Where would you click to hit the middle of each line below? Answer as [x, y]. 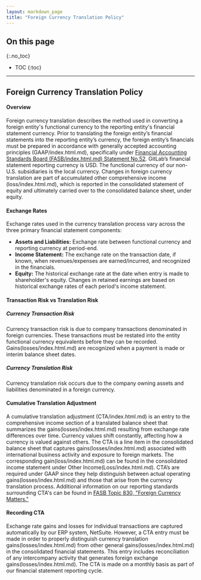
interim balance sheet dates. [41, 354]
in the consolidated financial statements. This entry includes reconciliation [98, 552]
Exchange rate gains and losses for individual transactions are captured [95, 526]
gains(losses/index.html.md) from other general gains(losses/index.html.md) [100, 545]
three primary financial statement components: [64, 230]
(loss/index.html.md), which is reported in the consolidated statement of [95, 184]
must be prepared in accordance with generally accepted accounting [91, 146]
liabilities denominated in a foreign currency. [61, 389]
